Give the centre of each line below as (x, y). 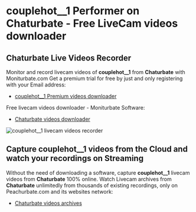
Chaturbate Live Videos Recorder (69, 58)
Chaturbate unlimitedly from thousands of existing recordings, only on (92, 185)
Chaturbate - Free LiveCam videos (92, 23)
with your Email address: (36, 85)
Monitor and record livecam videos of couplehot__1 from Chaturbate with (96, 72)
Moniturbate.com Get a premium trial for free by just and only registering (94, 78)
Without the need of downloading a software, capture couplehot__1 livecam (98, 172)
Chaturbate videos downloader (52, 119)
